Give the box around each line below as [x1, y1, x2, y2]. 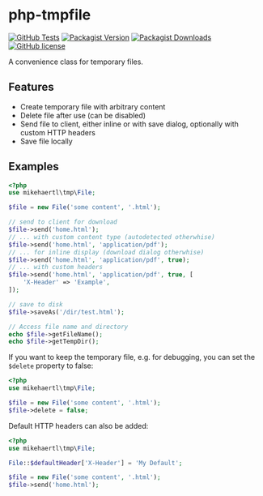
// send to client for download [8, 218, 117, 226]
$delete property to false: [8, 361, 94, 370]
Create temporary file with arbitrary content [19, 101, 166, 111]
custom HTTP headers [19, 127, 95, 137]
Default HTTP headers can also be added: [8, 421, 149, 430]
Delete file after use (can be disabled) [19, 110, 146, 120]
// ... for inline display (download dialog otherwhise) [8, 248, 205, 256]
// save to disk [8, 300, 63, 309]
